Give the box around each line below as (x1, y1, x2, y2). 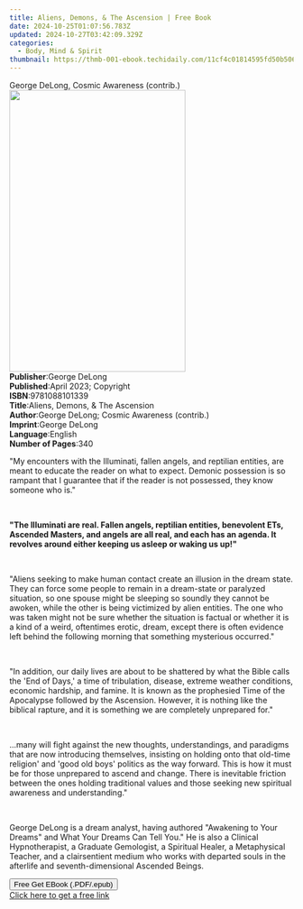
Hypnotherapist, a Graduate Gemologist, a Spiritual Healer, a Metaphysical (9, 841, 286, 852)
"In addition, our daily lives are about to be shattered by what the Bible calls (9, 666, 290, 676)
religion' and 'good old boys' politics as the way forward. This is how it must (9, 758, 292, 769)
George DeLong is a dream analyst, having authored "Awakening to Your (9, 822, 278, 832)
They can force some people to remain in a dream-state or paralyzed (9, 583, 266, 593)
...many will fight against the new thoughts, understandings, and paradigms (9, 739, 289, 749)
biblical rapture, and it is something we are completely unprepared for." (9, 704, 273, 715)
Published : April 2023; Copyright (9, 381, 131, 391)
